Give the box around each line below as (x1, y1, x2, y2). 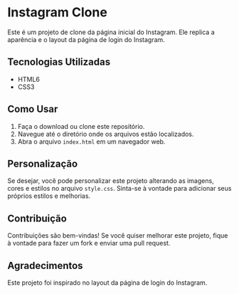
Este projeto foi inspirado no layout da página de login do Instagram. (7, 278, 208, 287)
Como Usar (7, 103, 58, 115)
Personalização (7, 157, 78, 169)
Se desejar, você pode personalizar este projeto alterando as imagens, (7, 177, 215, 185)
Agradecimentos (7, 259, 83, 271)
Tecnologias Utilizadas (7, 56, 111, 68)
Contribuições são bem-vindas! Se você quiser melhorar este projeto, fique (7, 231, 228, 240)
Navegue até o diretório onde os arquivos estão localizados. (17, 130, 194, 138)
